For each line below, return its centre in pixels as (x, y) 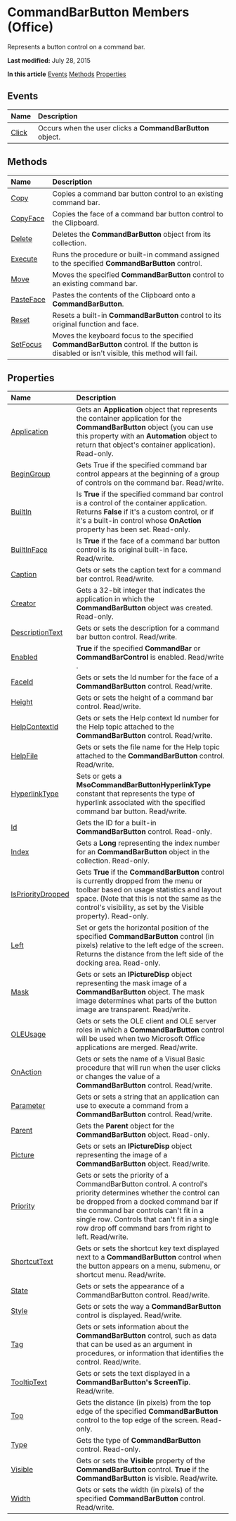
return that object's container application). (146, 445)
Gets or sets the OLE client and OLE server (146, 1021)
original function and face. (96, 324)
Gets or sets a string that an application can (148, 1097)
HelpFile (25, 756)
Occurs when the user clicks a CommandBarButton (123, 128)
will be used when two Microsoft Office (141, 1039)
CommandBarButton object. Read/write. (143, 1164)
